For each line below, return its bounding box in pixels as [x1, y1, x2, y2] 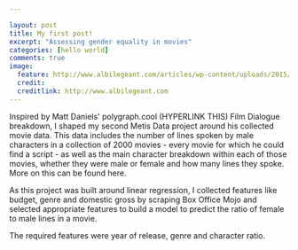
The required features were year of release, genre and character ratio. [9, 230, 266, 240]
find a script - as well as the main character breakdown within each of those [9, 148, 287, 160]
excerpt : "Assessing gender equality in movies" [9, 37, 192, 46]
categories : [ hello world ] [9, 45, 109, 54]
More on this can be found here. [9, 168, 127, 178]
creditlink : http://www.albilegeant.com [17, 86, 169, 96]
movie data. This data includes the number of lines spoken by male [9, 129, 255, 140]
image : [9, 62, 34, 71]
